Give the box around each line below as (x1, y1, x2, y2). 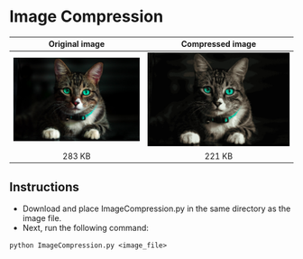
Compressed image (180, 39, 257, 50)
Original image (48, 39, 106, 50)
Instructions (9, 179, 79, 195)
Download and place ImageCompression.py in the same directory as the (22, 203, 291, 214)
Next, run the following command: (22, 222, 149, 233)
